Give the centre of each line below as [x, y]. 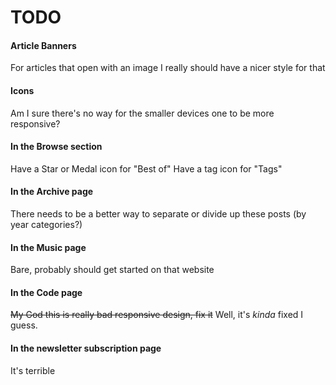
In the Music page [48, 247]
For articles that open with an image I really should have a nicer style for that [168, 68]
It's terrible [33, 370]
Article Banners [43, 45]
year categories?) [46, 224]
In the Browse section [56, 147]
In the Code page [46, 292]
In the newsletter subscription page [86, 348]
